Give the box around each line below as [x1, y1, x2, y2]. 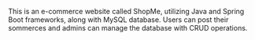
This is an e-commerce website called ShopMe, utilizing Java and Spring [8, 7, 245, 16]
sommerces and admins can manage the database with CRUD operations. [8, 24, 248, 32]
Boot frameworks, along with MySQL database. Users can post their [8, 15, 229, 24]
